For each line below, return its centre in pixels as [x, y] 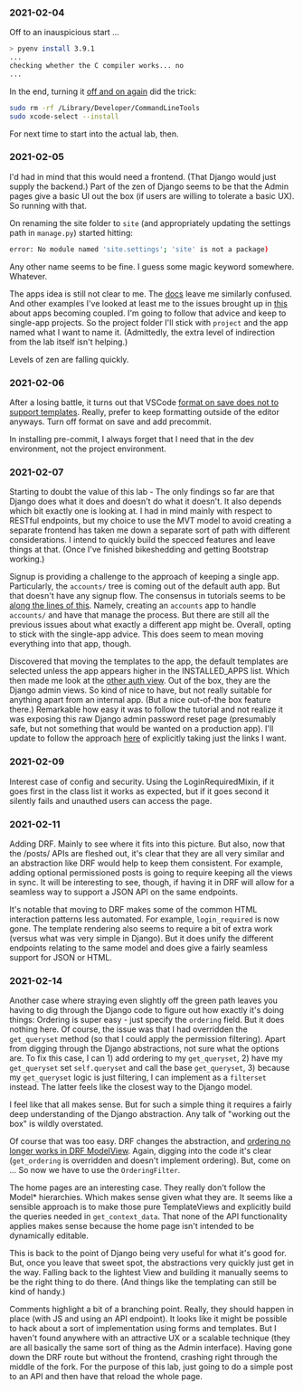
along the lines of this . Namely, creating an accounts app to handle [133, 606]
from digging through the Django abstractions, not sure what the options [144, 1049]
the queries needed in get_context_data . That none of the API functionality [148, 1216]
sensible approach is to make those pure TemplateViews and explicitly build [150, 1207]
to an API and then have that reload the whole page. [106, 1377]
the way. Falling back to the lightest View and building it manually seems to [149, 1273]
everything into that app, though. [71, 644]
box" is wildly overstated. [57, 1124]
